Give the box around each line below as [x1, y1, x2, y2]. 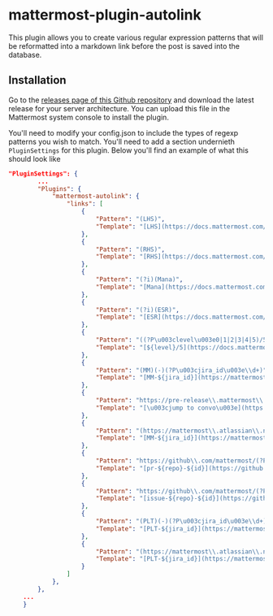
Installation [8, 73, 67, 87]
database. [8, 50, 42, 59]
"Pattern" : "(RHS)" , [95, 245, 165, 254]
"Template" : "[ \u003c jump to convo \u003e [95, 404, 238, 412]
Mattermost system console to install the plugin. [8, 112, 169, 122]
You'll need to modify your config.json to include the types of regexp [8, 128, 239, 137]
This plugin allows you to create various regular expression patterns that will [8, 33, 264, 42]
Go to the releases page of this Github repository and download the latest [8, 95, 254, 105]
